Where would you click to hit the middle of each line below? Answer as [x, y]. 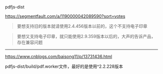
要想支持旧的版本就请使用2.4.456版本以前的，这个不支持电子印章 [82, 26]
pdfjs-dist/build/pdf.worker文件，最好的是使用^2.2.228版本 [64, 66]
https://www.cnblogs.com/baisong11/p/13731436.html [59, 56]
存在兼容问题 [30, 42]
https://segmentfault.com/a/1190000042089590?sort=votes [65, 16]
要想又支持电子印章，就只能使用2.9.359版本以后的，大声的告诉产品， [86, 36]
